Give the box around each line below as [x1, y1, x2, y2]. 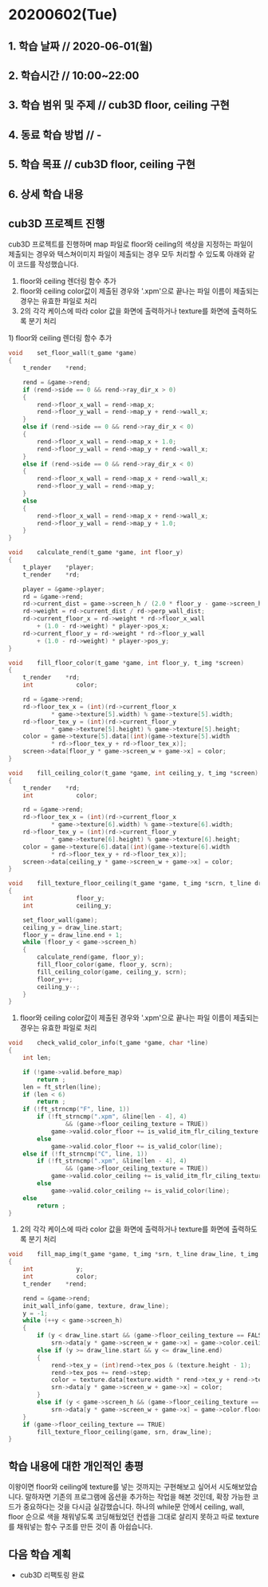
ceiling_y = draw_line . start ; [22, 923, 124, 931]
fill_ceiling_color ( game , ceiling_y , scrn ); [37, 967, 187, 976]
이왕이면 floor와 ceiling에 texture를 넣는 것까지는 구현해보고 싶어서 [8, 1482, 218, 1492]
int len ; [22, 1054, 52, 1062]
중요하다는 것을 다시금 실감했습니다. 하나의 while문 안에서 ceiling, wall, [22, 1502, 245, 1512]
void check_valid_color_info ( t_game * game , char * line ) [8, 1039, 209, 1047]
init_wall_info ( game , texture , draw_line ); [22, 1301, 170, 1309]
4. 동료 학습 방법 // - [8, 128, 102, 141]
